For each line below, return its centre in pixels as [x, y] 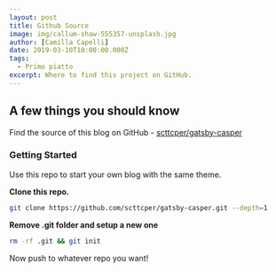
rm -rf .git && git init [55, 241]
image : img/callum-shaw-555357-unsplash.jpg [93, 34]
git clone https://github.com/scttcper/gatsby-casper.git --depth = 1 [138, 208]
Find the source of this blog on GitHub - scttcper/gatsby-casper [126, 132]
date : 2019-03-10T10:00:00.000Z [69, 51]
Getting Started [43, 155]
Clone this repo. [39, 191]
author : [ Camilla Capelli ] [59, 42]
